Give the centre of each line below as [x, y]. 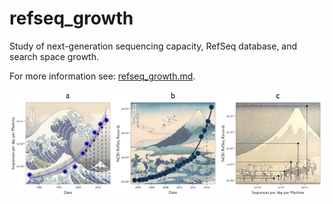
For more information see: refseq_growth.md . [102, 76]
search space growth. [54, 56]
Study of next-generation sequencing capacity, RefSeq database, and [153, 46]
